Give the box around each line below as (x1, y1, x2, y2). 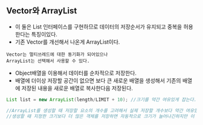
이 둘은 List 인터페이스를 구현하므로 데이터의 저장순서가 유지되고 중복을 (14, 23, 182, 30)
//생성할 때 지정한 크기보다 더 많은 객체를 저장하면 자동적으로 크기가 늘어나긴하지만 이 (6, 113, 195, 120)
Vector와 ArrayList (6, 5, 77, 16)
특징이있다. (31, 30, 57, 38)
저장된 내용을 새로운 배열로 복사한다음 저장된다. (21, 84, 133, 92)
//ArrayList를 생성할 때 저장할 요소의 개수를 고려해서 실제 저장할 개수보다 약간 (6, 107, 183, 113)
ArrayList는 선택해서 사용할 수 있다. (6, 58, 90, 64)
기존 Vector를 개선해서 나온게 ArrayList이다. (14, 38, 120, 46)
